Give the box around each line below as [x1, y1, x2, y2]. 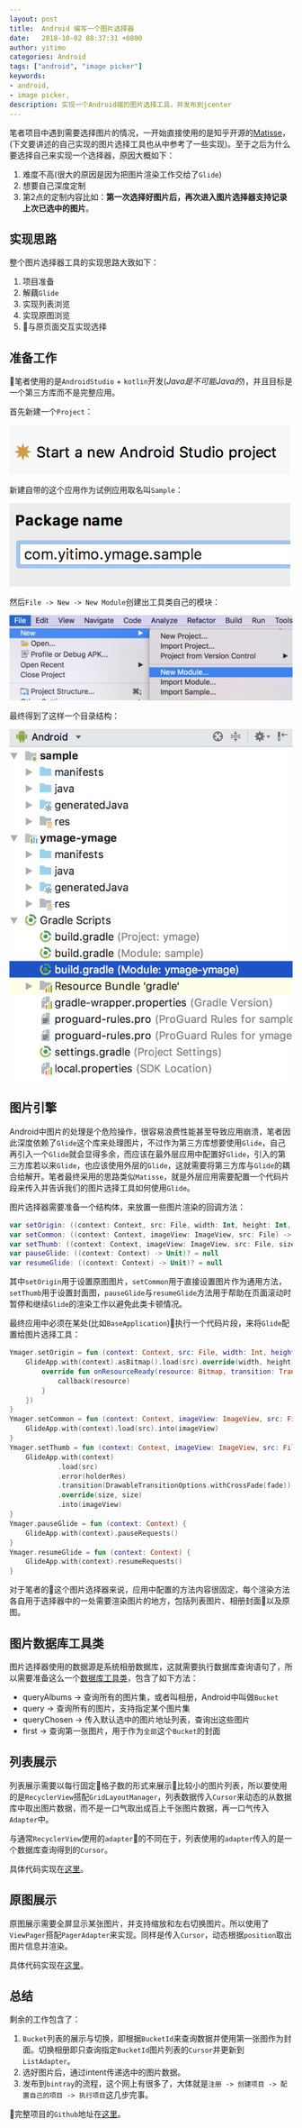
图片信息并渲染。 [9, 1941, 73, 1951]
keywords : [9, 72, 47, 81]
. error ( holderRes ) [57, 1472, 127, 1481]
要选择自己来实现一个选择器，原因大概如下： [9, 150, 175, 160]
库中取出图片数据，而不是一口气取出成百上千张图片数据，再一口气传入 [9, 1803, 270, 1813]
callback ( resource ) [57, 1376, 130, 1385]
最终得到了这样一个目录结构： [9, 710, 120, 721]
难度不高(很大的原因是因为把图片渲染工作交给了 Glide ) [22, 169, 222, 179]
